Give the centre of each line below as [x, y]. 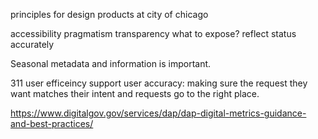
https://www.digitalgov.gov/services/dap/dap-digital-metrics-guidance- [158, 113]
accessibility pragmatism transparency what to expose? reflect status [153, 33]
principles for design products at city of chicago [109, 14]
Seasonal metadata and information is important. [111, 63]
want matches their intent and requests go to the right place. [135, 93]
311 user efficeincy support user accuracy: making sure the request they [159, 83]
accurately [32, 44]
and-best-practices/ [52, 123]
